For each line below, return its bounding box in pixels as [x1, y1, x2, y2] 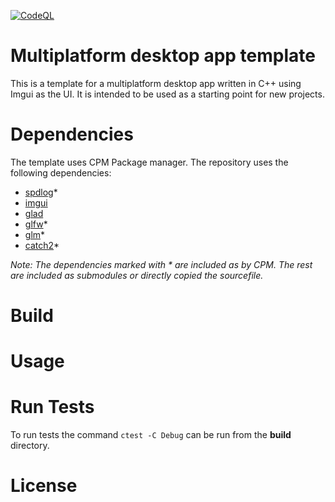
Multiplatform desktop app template [10, 45, 316, 67]
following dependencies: [10, 166, 112, 179]
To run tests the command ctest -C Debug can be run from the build [10, 429, 292, 441]
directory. [10, 440, 50, 452]
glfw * [24, 218, 48, 230]
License [10, 475, 78, 497]
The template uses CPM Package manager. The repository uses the [10, 156, 289, 168]
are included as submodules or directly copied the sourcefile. [10, 269, 264, 281]
